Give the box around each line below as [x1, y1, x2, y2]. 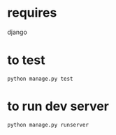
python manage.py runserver [7, 121, 89, 128]
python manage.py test [7, 75, 73, 82]
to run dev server [7, 99, 110, 114]
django [7, 28, 28, 36]
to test [7, 52, 45, 68]
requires [7, 5, 57, 21]
